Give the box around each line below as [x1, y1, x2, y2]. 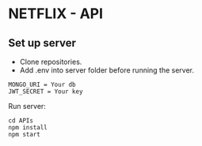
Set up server [8, 36, 77, 50]
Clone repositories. [19, 57, 82, 66]
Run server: [8, 102, 46, 110]
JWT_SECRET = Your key [8, 88, 83, 95]
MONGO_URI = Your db [8, 80, 77, 88]
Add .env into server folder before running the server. [19, 66, 195, 75]
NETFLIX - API [8, 5, 104, 23]
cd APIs [8, 117, 34, 125]
